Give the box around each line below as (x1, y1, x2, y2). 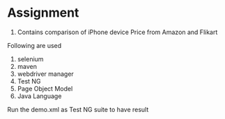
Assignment (7, 5, 79, 21)
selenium (17, 54, 44, 63)
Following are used (7, 41, 62, 49)
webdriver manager (17, 70, 75, 78)
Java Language (17, 92, 62, 100)
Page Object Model (17, 84, 73, 93)
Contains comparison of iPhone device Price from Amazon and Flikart (17, 28, 218, 36)
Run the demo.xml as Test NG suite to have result (7, 105, 149, 113)
